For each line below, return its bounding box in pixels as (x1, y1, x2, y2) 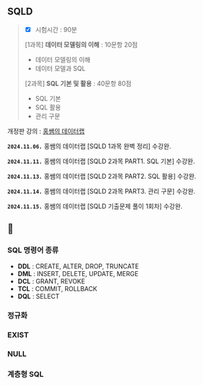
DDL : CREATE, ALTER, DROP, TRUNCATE (17, 261, 139, 271)
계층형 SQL (7, 369, 44, 379)
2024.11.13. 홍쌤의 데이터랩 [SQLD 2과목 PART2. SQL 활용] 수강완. (7, 172, 197, 180)
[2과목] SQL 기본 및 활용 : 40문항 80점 (24, 79, 132, 88)
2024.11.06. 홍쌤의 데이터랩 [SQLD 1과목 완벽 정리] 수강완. (7, 141, 172, 150)
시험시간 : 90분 (35, 25, 78, 34)
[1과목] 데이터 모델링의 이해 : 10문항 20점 (24, 40, 138, 49)
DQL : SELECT (17, 292, 60, 300)
